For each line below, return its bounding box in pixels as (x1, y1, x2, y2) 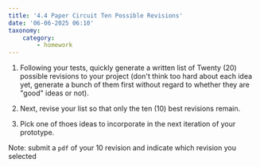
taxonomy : (8, 26, 41, 34)
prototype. (19, 128, 55, 138)
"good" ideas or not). (19, 88, 89, 98)
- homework (37, 41, 73, 49)
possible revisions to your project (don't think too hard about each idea (19, 72, 253, 81)
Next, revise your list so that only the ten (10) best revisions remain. (19, 104, 241, 114)
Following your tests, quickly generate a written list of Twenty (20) (19, 63, 237, 72)
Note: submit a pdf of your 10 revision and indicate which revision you (8, 143, 237, 153)
